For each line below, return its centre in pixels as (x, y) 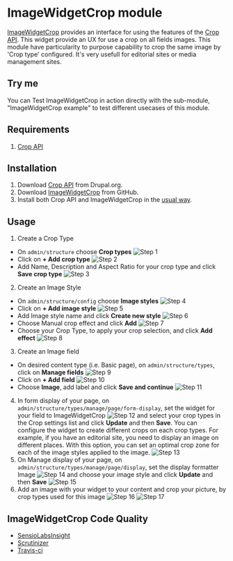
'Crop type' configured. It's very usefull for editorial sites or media (102, 54)
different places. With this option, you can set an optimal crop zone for (118, 445)
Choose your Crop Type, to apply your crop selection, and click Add (115, 331)
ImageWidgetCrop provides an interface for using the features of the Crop (113, 32)
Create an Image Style (49, 287)
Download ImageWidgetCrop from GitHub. (78, 192)
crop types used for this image (61, 497)
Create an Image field (48, 351)
